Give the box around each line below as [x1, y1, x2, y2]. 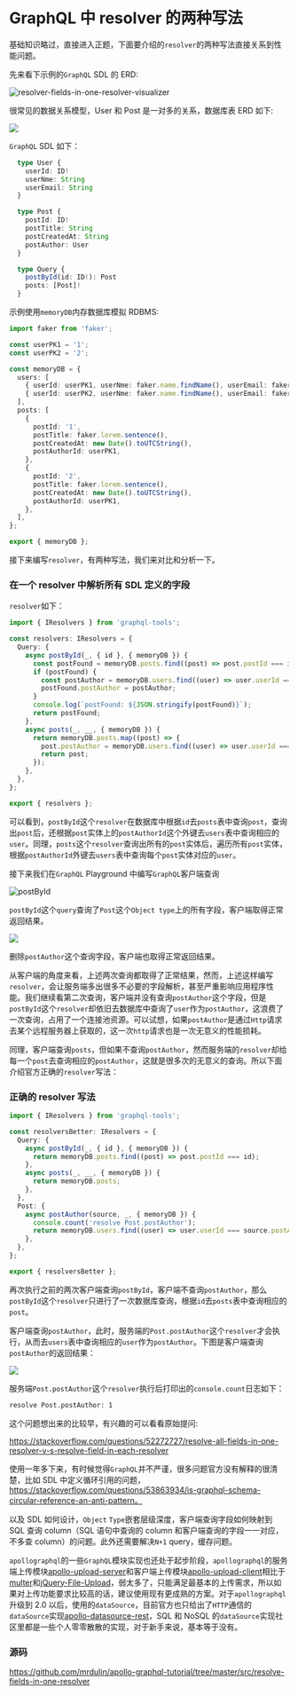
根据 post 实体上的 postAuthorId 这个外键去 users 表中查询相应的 [56, 827, 279, 838]
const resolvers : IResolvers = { [9, 635, 133, 643]
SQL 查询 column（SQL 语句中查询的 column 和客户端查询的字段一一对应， [9, 1525, 284, 1535]
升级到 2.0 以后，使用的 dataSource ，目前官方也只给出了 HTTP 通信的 [9, 1599, 253, 1610]
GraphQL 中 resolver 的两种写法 [9, 8, 244, 28]
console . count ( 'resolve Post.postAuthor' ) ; [32, 1218, 197, 1227]
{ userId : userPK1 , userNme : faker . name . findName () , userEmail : [25, 381, 268, 390]
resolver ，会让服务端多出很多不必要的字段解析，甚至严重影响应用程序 [9, 981, 267, 991]
